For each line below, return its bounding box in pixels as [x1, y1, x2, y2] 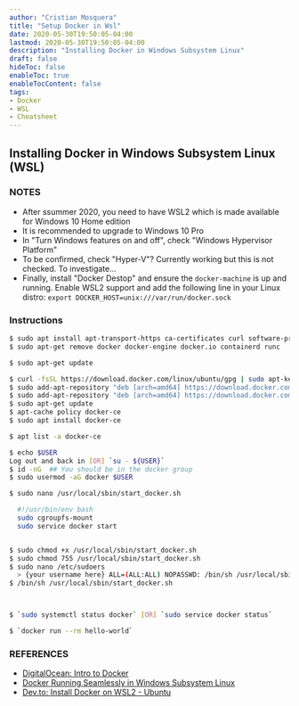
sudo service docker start [17, 521, 117, 530]
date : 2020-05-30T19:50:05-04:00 [9, 29, 133, 38]
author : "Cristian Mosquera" [9, 12, 117, 22]
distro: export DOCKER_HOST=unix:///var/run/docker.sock [21, 291, 231, 302]
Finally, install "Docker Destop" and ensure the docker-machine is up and [21, 273, 287, 283]
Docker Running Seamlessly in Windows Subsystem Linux [21, 677, 236, 688]
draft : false [9, 54, 58, 63]
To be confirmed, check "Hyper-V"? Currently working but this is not [21, 253, 274, 264]
